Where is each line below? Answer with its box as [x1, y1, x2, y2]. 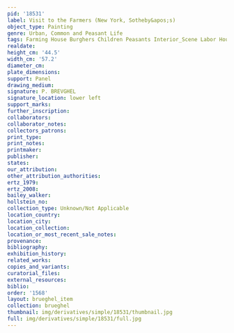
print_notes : [7, 140, 45, 147]
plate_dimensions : [7, 68, 61, 75]
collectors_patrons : [7, 127, 68, 134]
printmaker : [7, 147, 42, 154]
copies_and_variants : [7, 263, 70, 270]
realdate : [7, 43, 36, 50]
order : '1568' [7, 289, 49, 297]
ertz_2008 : [7, 186, 39, 193]
